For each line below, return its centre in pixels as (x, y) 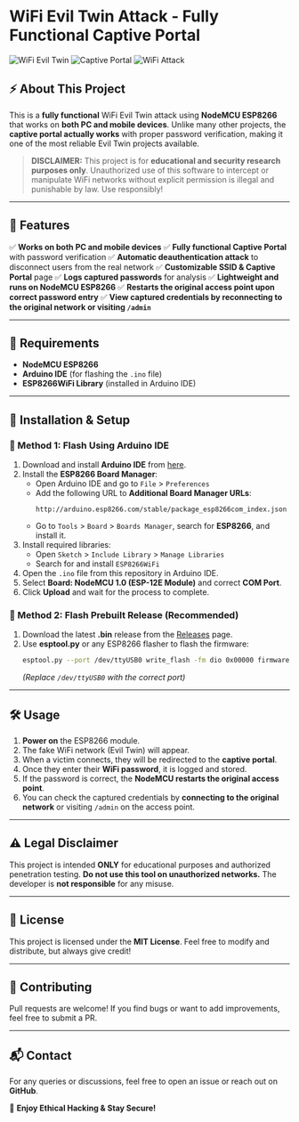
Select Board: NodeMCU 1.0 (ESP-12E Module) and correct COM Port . (152, 583)
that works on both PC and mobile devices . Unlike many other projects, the (148, 124)
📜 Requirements (54, 343)
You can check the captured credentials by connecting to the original (150, 798)
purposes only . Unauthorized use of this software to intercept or (150, 170)
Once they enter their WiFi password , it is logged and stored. (134, 769)
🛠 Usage (35, 715)
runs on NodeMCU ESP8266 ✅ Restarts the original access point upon (142, 287)
